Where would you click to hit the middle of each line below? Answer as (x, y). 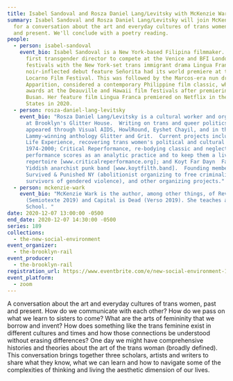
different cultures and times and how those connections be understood (109, 333)
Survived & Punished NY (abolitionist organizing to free (111, 175)
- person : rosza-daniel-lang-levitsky (70, 110)
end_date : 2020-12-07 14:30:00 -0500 (62, 220)
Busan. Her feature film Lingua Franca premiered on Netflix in (120, 98)
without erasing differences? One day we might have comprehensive (105, 341)
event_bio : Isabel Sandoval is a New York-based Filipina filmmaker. (122, 53)
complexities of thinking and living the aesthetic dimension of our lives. (109, 370)
